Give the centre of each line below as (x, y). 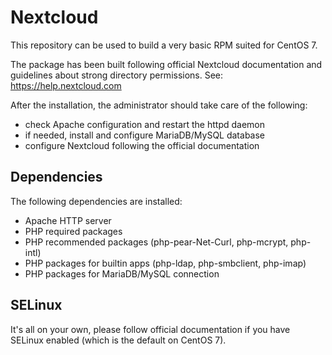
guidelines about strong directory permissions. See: (117, 75)
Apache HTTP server (68, 220)
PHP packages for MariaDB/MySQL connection (122, 273)
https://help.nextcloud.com (66, 85)
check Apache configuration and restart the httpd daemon (145, 124)
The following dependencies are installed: (96, 201)
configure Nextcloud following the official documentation (142, 145)
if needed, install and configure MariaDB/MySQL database (145, 135)
